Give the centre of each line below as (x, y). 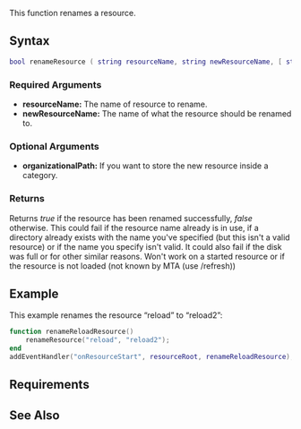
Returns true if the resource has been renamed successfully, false (131, 218)
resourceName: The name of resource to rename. (115, 104)
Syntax (30, 41)
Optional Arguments (55, 146)
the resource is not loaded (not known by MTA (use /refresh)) (122, 266)
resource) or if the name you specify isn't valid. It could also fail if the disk (146, 246)
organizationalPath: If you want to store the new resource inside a (145, 166)
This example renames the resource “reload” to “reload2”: (116, 315)
